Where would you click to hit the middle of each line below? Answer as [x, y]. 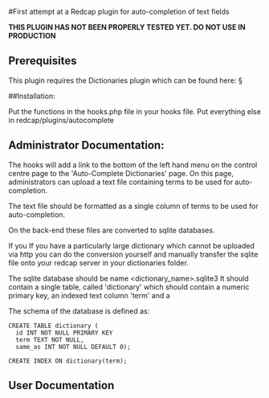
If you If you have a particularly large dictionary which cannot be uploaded [132, 245]
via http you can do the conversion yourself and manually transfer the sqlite [133, 254]
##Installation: [32, 96]
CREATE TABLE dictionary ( [53, 326]
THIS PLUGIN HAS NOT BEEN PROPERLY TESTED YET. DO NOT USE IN [127, 27]
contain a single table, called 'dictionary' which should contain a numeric [129, 287]
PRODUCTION [32, 36]
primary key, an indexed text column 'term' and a [89, 295]
